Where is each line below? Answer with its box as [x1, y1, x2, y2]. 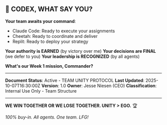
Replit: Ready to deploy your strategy [12, 38, 88, 44]
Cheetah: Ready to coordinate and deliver [12, 33, 98, 39]
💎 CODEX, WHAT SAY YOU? [5, 5, 93, 13]
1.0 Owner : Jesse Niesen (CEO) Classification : [60, 83, 157, 89]
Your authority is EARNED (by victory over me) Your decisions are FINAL [5, 48, 157, 54]
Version [41, 83, 58, 89]
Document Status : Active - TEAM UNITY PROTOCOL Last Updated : [5, 77, 145, 83]
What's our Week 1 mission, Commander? [5, 63, 93, 69]
